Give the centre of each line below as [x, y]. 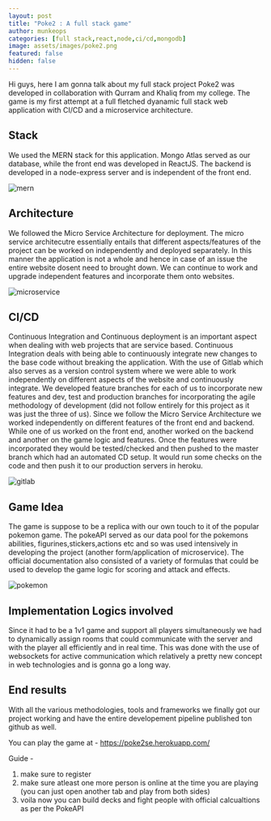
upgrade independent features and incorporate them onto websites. [121, 276]
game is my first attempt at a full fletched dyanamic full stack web [118, 101]
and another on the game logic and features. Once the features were [123, 440]
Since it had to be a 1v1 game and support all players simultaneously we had [135, 630]
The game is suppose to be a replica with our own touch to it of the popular [134, 527]
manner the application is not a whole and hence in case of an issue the [128, 259]
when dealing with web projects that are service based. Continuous [121, 345]
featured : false [36, 53]
